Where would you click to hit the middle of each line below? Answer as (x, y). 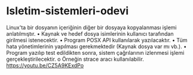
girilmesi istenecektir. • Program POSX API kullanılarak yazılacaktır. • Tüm (97, 40)
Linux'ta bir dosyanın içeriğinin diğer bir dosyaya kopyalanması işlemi (91, 27)
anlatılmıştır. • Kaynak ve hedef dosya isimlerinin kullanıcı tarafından (90, 33)
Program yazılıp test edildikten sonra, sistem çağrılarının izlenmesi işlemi (95, 52)
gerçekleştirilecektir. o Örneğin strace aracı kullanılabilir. (75, 59)
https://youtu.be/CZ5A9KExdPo (45, 65)
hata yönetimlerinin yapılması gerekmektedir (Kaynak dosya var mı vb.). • (96, 46)
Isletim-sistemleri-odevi (68, 11)
